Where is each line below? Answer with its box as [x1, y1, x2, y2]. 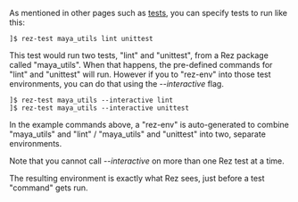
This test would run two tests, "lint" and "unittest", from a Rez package [9, 50, 269, 61]
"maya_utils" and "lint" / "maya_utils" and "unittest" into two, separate [9, 129, 266, 139]
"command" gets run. [9, 182, 88, 193]
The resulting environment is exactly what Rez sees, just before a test [9, 173, 265, 183]
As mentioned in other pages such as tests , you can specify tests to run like [9, 8, 288, 18]
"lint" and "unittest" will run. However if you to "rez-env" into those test [9, 69, 271, 80]
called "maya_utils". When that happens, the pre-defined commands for [9, 60, 273, 70]
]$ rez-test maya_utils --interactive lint [9, 96, 174, 105]
